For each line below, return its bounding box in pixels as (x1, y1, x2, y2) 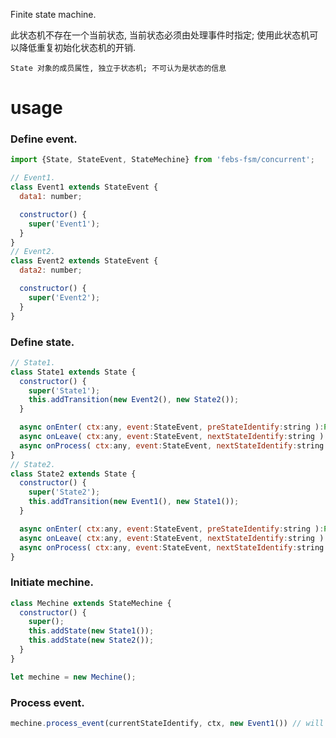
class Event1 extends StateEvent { (10, 182, 159, 193)
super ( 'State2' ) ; (28, 487, 101, 498)
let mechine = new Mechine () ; (10, 672, 137, 682)
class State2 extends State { (10, 469, 137, 479)
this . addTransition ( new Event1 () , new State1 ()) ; (28, 497, 240, 507)
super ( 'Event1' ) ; (28, 219, 101, 229)
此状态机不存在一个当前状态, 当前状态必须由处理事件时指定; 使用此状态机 (10, 29, 310, 41)
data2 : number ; (19, 265, 83, 276)
